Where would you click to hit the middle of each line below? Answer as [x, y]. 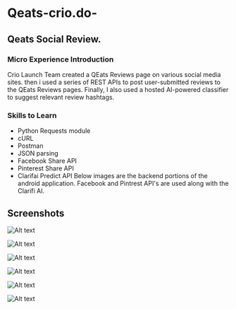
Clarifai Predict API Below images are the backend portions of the [112, 176]
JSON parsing [38, 153]
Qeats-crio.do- [52, 13]
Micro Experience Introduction [61, 59]
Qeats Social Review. [54, 39]
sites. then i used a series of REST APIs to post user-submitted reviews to [114, 82]
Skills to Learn [32, 115]
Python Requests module [54, 131]
